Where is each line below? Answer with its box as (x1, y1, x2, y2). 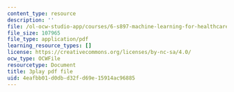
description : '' (7, 17, 54, 24)
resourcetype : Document (7, 62, 77, 68)
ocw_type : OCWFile (7, 55, 61, 62)
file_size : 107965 (7, 29, 61, 37)
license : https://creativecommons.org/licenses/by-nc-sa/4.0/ (7, 49, 192, 56)
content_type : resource (7, 10, 77, 17)
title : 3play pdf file (7, 68, 73, 75)
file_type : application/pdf (7, 36, 89, 43)
